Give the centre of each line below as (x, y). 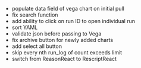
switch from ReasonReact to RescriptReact (64, 59)
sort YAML (25, 27)
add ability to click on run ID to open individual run (73, 21)
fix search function (35, 15)
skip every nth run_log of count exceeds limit (67, 52)
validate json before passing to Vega (57, 34)
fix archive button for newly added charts (62, 40)
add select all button (37, 46)
